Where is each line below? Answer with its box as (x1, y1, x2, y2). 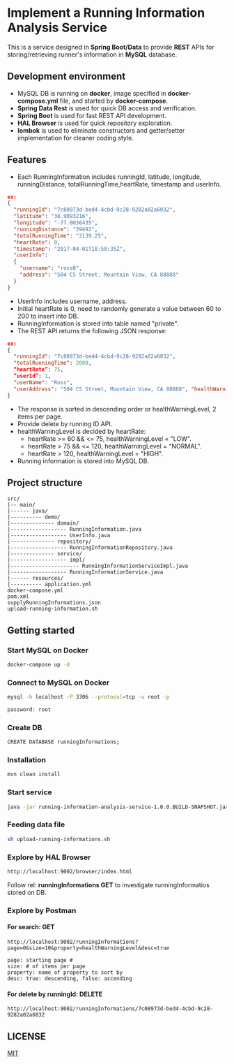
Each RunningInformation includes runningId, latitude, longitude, (17, 173, 202, 181)
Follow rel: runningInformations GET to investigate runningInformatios (7, 880, 210, 889)
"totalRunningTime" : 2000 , (13, 360, 92, 367)
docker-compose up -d (7, 662, 70, 669)
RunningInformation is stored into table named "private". (17, 319, 179, 328)
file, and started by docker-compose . (59, 96, 169, 105)
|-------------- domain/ (7, 520, 79, 527)
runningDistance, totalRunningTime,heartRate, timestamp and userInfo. (17, 180, 221, 188)
